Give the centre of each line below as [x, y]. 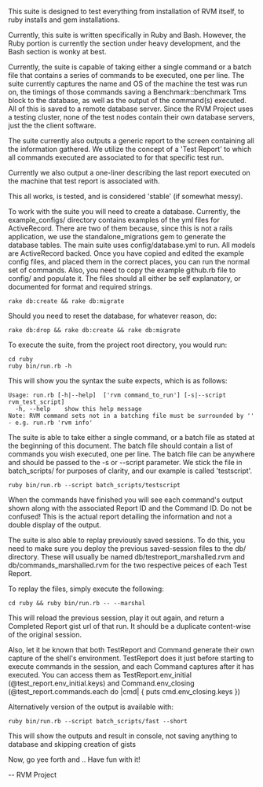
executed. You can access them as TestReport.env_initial [100, 675]
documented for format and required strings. [80, 287]
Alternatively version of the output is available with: [91, 707]
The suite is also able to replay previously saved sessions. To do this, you [127, 540]
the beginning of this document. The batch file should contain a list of [121, 445]
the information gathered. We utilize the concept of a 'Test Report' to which [130, 149]
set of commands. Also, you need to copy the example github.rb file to [122, 270]
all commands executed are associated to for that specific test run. [116, 157]
